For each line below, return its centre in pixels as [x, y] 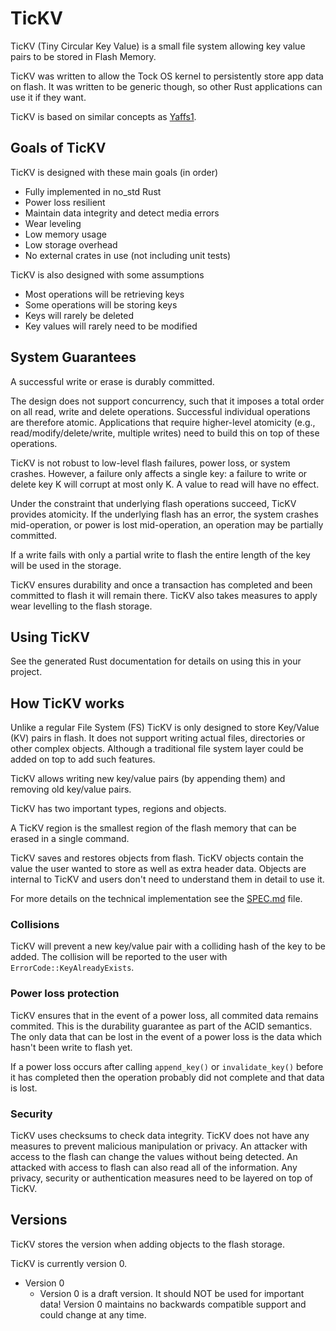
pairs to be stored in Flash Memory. [83, 56]
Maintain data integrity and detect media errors [122, 213]
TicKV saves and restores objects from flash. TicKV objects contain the [157, 858]
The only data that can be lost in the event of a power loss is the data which [166, 1036]
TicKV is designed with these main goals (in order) [114, 172]
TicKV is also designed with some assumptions [107, 274]
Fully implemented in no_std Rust [93, 191]
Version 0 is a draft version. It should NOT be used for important [172, 1293]
